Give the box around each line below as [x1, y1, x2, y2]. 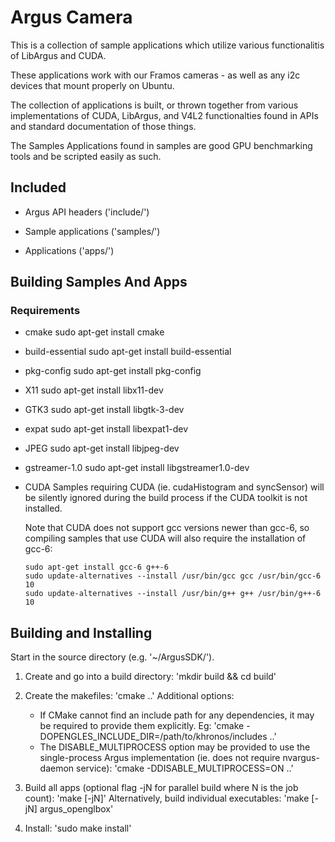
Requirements [10, 304, 81, 318]
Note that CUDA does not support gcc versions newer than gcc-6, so [24, 522, 310, 534]
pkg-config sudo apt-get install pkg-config [24, 365, 202, 377]
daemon [39, 762, 75, 775]
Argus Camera [10, 6, 133, 29]
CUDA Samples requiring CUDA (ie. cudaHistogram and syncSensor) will [24, 481, 325, 493]
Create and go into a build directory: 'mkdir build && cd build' [24, 671, 277, 683]
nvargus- [282, 752, 320, 764]
